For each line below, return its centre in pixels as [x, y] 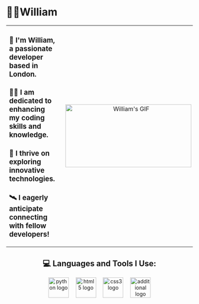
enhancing [27, 109]
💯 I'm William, [32, 40]
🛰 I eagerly [29, 198]
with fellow [28, 226]
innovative [27, 170]
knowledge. [29, 135]
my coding [27, 118]
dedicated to [31, 101]
